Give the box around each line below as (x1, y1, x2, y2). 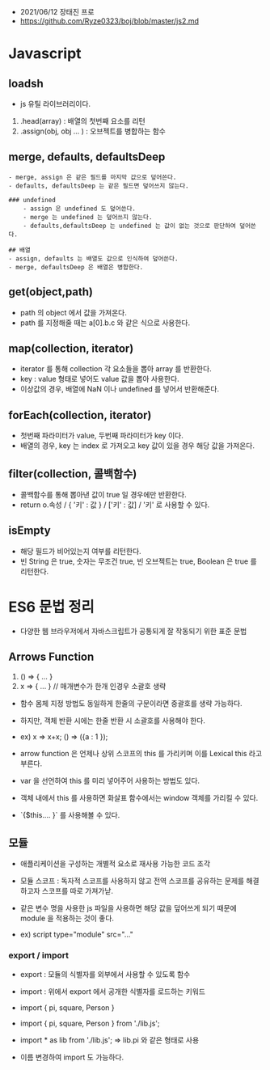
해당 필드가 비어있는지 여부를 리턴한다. (19, 546, 141, 556)
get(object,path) (8, 285, 94, 299)
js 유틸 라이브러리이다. (19, 99, 91, 108)
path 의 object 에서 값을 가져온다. (19, 307, 127, 317)
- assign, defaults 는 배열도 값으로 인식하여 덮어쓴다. (8, 254, 179, 263)
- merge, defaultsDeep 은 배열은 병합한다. (8, 263, 144, 271)
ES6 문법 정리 (8, 598, 95, 616)
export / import (8, 949, 70, 961)
